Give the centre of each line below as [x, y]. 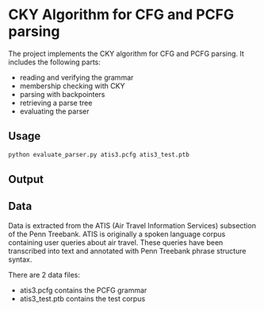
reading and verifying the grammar [77, 77]
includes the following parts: [55, 62]
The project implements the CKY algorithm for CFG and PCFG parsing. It [126, 53]
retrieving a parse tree [56, 103]
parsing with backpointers [62, 94]
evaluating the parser [54, 111]
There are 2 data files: [44, 274]
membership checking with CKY [72, 86]
